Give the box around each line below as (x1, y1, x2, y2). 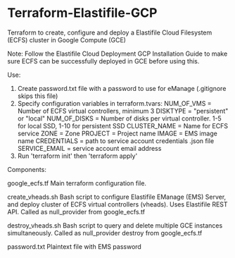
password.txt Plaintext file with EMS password (7, 242, 142, 251)
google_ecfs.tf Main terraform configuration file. (7, 178, 146, 188)
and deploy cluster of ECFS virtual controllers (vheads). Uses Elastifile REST (7, 199, 228, 209)
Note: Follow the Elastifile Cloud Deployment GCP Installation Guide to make (7, 49, 228, 58)
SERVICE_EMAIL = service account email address (17, 144, 162, 152)
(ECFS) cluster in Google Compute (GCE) (7, 35, 127, 44)
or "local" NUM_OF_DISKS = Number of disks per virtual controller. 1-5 (17, 114, 222, 123)
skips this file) (17, 92, 58, 100)
